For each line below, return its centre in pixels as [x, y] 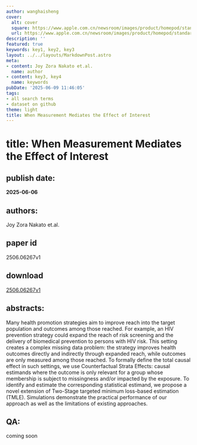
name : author [27, 72]
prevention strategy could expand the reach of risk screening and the [90, 335]
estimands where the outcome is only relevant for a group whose [84, 372]
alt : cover [25, 22]
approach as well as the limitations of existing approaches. [77, 403]
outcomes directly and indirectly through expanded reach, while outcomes [96, 354]
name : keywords [30, 83]
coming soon [22, 436]
